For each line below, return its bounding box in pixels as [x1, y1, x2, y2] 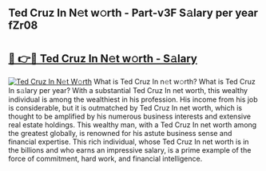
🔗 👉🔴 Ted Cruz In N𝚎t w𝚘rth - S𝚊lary [8, 52, 197, 65]
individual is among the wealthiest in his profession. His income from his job [8, 95, 258, 104]
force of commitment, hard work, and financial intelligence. [8, 154, 203, 163]
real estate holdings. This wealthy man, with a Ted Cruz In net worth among [8, 120, 257, 130]
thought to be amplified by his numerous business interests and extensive [8, 111, 252, 121]
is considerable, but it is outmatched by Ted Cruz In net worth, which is [8, 103, 243, 112]
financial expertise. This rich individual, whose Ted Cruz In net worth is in [8, 137, 249, 146]
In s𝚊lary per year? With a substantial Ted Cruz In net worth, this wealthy [8, 86, 248, 95]
